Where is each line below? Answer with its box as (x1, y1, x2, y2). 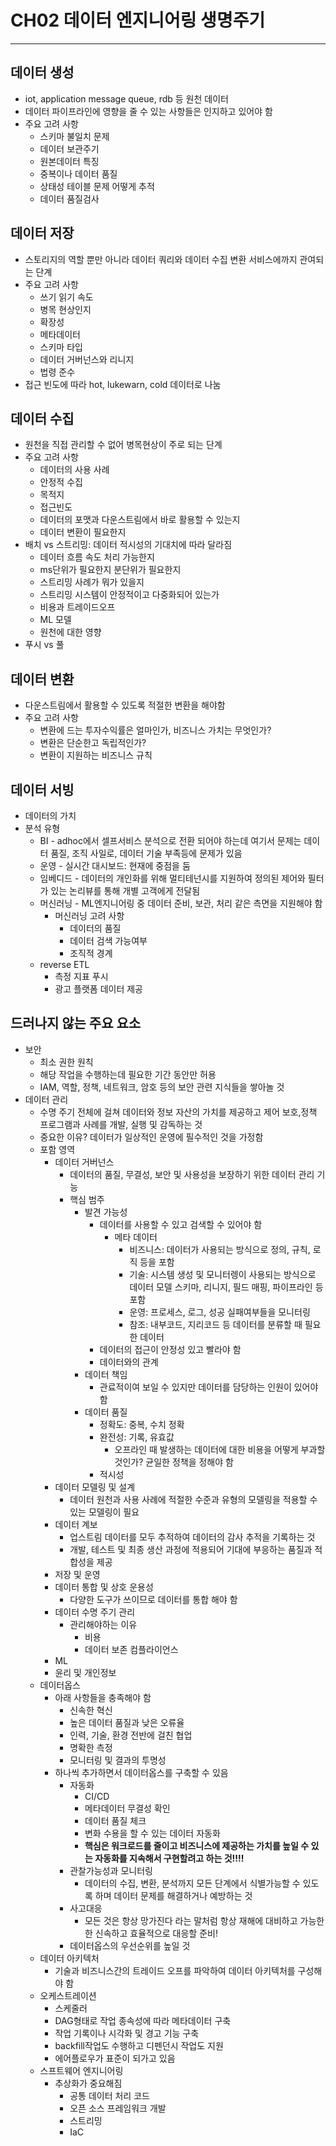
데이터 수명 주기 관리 (54, 1606, 136, 1618)
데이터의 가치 (24, 810, 77, 821)
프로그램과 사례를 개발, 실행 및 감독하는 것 (39, 1118, 203, 1130)
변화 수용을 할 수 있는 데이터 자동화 (84, 1827, 221, 1839)
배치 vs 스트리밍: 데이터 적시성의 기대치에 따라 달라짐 (24, 539, 233, 551)
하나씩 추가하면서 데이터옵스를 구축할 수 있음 (54, 1766, 229, 1778)
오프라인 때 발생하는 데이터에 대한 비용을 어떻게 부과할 (114, 1443, 326, 1455)
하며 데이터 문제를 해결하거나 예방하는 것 (94, 1889, 253, 1901)
